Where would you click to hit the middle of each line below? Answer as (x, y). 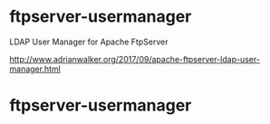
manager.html (35, 69)
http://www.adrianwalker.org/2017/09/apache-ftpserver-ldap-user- (135, 59)
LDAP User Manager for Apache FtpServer (89, 42)
